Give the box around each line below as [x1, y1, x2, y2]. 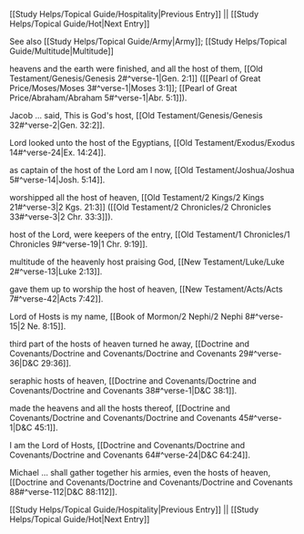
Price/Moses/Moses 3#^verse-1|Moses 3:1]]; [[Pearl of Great [9, 83, 238, 93]
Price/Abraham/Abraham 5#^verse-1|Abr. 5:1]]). [9, 92, 187, 103]
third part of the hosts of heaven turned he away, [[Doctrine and [9, 338, 250, 349]
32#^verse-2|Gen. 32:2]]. [9, 119, 106, 130]
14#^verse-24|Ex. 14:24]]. [9, 147, 106, 158]
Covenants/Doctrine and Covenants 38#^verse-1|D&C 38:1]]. [9, 385, 238, 395]
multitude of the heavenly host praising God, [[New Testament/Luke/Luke [9, 256, 285, 267]
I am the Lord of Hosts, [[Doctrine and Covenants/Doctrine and [9, 440, 246, 450]
